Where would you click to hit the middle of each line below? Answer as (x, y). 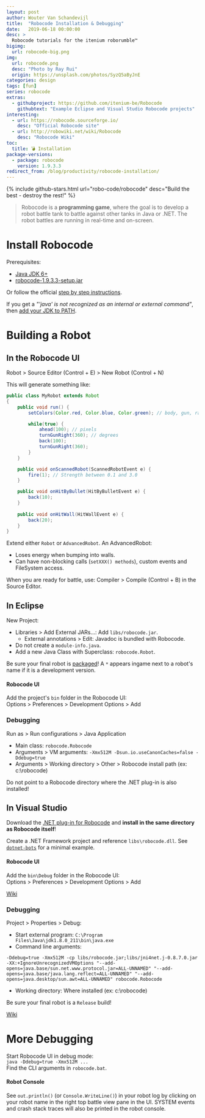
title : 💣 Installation (41, 149)
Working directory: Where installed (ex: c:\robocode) (81, 991)
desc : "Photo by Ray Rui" (45, 69)
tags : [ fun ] (21, 86)
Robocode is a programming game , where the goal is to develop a (105, 207)
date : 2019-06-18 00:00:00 (43, 29)
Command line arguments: (49, 946)
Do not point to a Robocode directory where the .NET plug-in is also (92, 782)
